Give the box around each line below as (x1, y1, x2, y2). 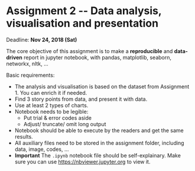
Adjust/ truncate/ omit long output (23, 120, 106, 127)
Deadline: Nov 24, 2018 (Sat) (6, 36, 77, 43)
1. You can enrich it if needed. (14, 89, 87, 96)
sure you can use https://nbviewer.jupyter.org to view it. (14, 158, 151, 165)
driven (6, 54, 22, 61)
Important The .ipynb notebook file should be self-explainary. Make (14, 152, 181, 159)
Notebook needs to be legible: (14, 108, 89, 115)
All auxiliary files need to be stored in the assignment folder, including (14, 139, 184, 146)
